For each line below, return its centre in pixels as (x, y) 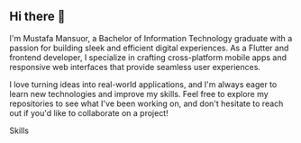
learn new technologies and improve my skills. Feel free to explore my (139, 94)
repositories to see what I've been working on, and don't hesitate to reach (146, 103)
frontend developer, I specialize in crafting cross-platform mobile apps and (148, 57)
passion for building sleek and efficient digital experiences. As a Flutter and (149, 48)
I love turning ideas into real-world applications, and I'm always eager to (143, 84)
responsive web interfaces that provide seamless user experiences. (135, 67)
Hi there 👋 (37, 17)
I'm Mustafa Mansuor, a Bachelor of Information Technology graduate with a (151, 38)
